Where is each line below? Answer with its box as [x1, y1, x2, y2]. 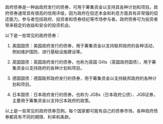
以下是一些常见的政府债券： [5, 33, 61, 38]
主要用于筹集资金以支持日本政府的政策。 [12, 98, 93, 103]
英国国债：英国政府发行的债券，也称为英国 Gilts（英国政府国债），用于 [12, 59, 152, 65]
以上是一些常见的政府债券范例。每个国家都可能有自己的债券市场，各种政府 [5, 108, 154, 113]
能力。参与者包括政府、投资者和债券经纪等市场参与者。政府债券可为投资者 [9, 16, 158, 22]
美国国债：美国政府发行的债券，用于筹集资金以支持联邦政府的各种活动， [12, 43, 157, 48]
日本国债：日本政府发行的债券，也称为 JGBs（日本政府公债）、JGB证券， [12, 92, 158, 97]
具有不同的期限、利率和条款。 [13, 114, 73, 120]
